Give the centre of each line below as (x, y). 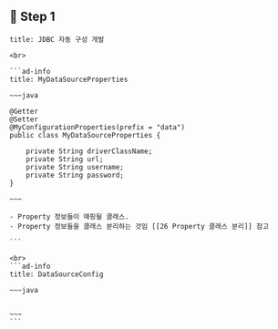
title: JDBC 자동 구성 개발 (57, 39)
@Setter (24, 119)
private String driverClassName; (89, 151)
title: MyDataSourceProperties (69, 79)
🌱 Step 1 (32, 17)
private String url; (65, 159)
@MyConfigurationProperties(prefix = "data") (97, 127)
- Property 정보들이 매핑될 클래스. (69, 216)
